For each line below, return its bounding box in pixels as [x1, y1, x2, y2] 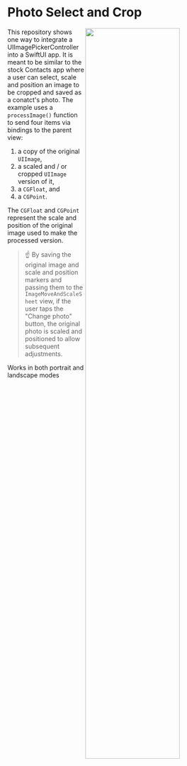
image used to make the [7, 228, 78, 237]
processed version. [7, 235, 64, 245]
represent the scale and [7, 213, 76, 222]
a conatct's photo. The [7, 95, 74, 104]
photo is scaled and [24, 327, 83, 335]
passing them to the [24, 283, 84, 292]
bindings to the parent [7, 126, 72, 134]
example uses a [7, 103, 53, 111]
